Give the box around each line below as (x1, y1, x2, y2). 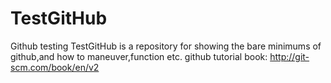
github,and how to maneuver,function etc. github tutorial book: (10, 50, 268, 62)
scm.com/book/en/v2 (10, 61, 100, 73)
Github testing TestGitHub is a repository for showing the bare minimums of (10, 40, 322, 52)
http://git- (269, 50, 310, 62)
